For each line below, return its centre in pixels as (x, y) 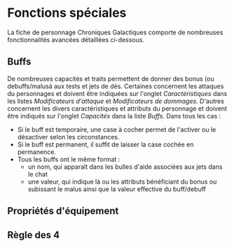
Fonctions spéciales (67, 13)
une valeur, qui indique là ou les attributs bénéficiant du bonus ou (122, 181)
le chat (37, 174)
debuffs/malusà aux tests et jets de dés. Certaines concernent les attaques (116, 86)
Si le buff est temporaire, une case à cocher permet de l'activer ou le (117, 129)
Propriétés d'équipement (63, 211)
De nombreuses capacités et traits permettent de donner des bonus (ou (111, 78)
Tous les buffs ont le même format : (69, 159)
